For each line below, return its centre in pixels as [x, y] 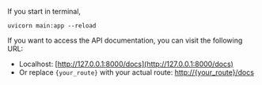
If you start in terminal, [44, 11]
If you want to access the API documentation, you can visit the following [125, 40]
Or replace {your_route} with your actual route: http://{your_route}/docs [137, 72]
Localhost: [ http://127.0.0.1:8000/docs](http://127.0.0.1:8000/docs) [126, 64]
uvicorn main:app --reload [52, 26]
